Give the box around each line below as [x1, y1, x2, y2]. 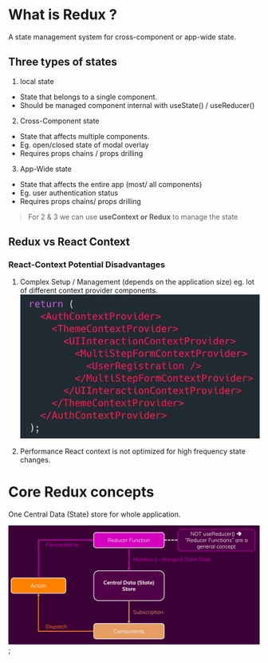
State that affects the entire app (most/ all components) [19, 179, 203, 189]
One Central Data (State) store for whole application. [8, 509, 181, 519]
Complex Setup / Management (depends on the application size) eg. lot [19, 278, 255, 287]
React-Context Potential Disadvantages [8, 259, 166, 270]
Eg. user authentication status [19, 188, 118, 198]
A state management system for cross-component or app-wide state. [8, 32, 237, 42]
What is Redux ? [8, 6, 117, 24]
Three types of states [8, 55, 118, 69]
